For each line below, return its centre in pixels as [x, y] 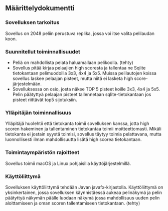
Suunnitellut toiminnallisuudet [43, 51]
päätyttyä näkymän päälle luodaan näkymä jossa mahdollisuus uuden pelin [82, 197]
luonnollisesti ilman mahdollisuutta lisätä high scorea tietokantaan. [73, 139]
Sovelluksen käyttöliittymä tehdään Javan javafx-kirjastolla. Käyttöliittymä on [84, 187]
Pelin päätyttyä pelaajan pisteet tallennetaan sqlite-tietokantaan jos [82, 94]
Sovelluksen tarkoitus [32, 22]
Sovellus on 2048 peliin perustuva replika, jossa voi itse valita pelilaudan [80, 33]
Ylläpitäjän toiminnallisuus [38, 112]
